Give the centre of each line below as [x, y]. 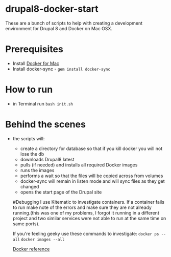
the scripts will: [29, 138]
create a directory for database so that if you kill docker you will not [91, 148]
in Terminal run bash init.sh [43, 103]
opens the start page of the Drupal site [61, 192]
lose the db [32, 154]
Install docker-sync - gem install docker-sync [62, 69]
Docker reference [31, 249]
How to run [29, 90]
